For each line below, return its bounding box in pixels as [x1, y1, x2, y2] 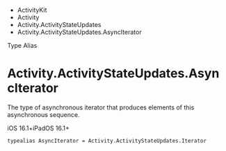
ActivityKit [17, 6, 47, 14]
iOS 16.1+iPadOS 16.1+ [7, 124, 70, 132]
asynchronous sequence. [7, 110, 80, 118]
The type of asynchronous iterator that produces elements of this [7, 103, 195, 112]
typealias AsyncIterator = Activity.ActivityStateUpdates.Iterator [7, 137, 207, 144]
